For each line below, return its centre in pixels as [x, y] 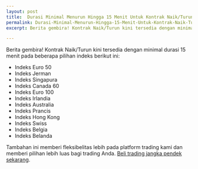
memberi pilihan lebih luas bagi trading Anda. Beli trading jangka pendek [94, 154]
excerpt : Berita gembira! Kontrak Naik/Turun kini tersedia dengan [91, 28]
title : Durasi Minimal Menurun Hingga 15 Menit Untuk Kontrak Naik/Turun [100, 17]
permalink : [19, 22]
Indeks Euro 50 [33, 67]
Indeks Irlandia [33, 99]
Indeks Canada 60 [37, 86]
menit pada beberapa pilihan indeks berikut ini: [63, 56]
